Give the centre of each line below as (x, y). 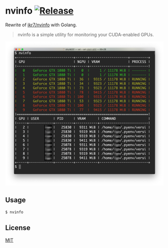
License (18, 228)
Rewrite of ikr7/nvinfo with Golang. (41, 25)
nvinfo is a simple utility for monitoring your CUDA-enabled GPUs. (86, 34)
